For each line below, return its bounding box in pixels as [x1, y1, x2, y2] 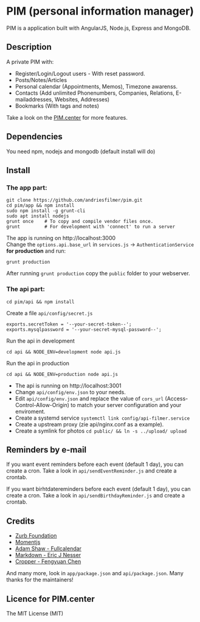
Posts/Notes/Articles [15, 76, 67, 83]
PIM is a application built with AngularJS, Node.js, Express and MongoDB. [6, 24, 191, 32]
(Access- [165, 395, 188, 402]
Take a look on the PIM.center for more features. [6, 114, 128, 121]
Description [6, 42, 52, 52]
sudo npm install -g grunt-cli [6, 208, 86, 214]
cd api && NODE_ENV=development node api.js [6, 349, 121, 355]
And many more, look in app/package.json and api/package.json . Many [6, 570, 184, 577]
